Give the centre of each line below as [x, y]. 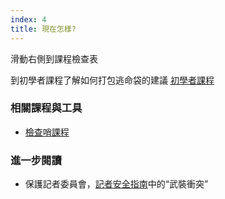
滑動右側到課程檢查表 [54, 58]
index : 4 [28, 19]
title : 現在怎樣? [43, 29]
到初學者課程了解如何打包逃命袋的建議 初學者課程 [112, 80]
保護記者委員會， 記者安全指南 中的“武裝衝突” [116, 184]
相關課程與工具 [46, 108]
